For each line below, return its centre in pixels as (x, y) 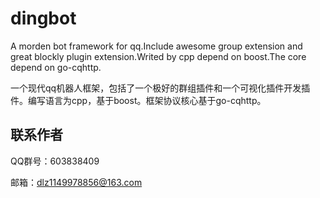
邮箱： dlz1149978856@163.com (76, 182)
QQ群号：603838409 (55, 161)
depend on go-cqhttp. (56, 67)
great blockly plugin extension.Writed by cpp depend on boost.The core (158, 56)
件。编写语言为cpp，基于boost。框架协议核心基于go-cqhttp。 (138, 100)
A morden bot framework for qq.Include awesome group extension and (156, 46)
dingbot (43, 18)
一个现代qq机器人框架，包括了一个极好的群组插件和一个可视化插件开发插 (160, 88)
